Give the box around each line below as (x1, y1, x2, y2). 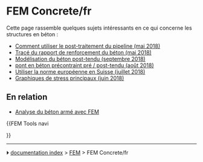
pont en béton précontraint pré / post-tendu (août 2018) (14, 62, 154, 69)
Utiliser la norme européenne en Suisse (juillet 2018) (14, 68, 146, 75)
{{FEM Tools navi (6, 120, 49, 127)
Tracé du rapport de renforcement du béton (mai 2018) (14, 48, 152, 56)
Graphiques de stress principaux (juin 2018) (14, 74, 124, 82)
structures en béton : (6, 30, 59, 37)
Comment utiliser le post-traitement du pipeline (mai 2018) (14, 42, 161, 50)
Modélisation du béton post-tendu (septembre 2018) (14, 55, 146, 62)
